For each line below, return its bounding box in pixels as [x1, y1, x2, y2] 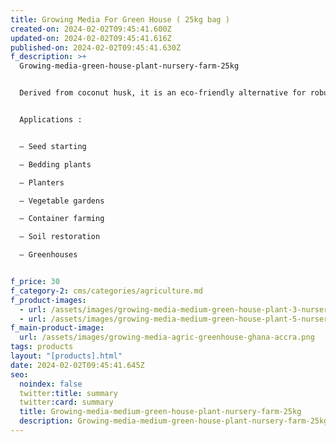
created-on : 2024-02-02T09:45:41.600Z [10, 24, 172, 34]
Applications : [19, 115, 83, 125]
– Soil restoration [19, 232, 101, 242]
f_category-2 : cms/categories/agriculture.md [10, 286, 203, 296]
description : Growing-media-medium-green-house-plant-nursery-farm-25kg [19, 416, 329, 426]
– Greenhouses [19, 250, 78, 260]
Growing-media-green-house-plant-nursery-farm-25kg [19, 61, 240, 71]
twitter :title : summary [19, 388, 118, 398]
